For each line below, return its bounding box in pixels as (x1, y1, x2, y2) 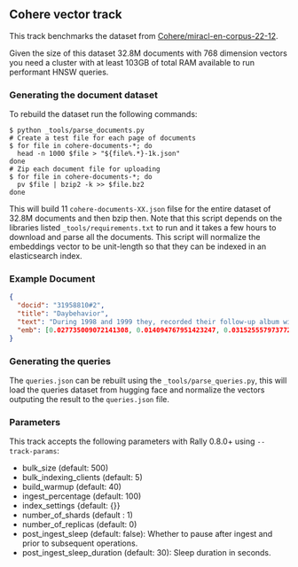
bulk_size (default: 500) (21, 462, 109, 473)
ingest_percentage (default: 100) (21, 491, 142, 501)
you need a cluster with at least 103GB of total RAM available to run (9, 57, 255, 67)
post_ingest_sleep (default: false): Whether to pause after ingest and (21, 529, 273, 540)
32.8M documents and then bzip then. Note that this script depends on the (9, 213, 282, 224)
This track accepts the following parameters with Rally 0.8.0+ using (9, 436, 255, 447)
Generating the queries (9, 354, 111, 367)
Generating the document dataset (9, 89, 158, 101)
